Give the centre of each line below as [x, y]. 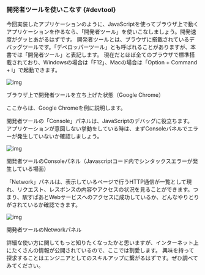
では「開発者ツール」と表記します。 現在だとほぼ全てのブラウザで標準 [100, 55]
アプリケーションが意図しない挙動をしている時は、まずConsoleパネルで [97, 129]
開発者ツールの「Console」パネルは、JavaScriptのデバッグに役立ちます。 [100, 121]
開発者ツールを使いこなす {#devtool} [61, 9]
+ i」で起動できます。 [34, 70]
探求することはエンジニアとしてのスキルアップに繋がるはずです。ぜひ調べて [102, 258]
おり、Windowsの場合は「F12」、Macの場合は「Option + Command [112, 62]
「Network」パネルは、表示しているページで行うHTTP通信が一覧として [96, 182]
